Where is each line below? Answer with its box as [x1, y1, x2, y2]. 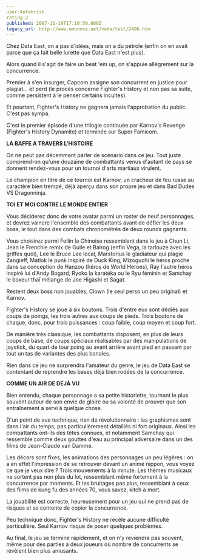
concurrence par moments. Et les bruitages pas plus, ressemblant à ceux [6, 480, 189, 487]
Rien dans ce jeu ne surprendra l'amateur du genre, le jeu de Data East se [6, 362, 190, 369]
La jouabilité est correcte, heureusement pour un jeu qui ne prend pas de [6, 498, 189, 505]
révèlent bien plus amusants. [6, 547, 78, 555]
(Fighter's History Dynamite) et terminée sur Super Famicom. [6, 128, 159, 135]
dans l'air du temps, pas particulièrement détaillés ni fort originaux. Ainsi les [6, 423, 196, 430]
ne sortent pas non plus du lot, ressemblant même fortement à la [6, 473, 168, 481]
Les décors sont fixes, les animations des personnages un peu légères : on [6, 454, 194, 461]
